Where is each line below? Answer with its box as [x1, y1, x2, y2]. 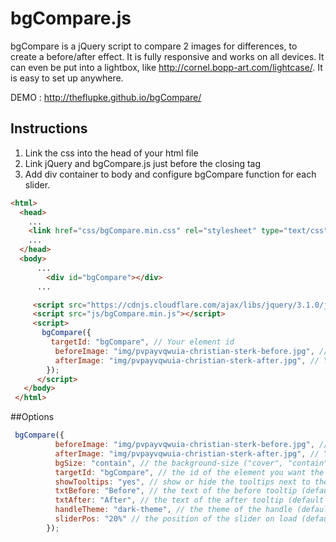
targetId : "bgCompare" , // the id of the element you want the [54, 467, 325, 477]
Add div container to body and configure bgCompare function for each [24, 168, 317, 180]
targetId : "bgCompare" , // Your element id [50, 337, 235, 347]
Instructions [10, 120, 88, 137]
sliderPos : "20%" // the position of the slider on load [54, 514, 298, 524]
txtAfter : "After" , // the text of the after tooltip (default [54, 495, 325, 506]
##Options [10, 411, 55, 423]
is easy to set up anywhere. [10, 72, 124, 84]
